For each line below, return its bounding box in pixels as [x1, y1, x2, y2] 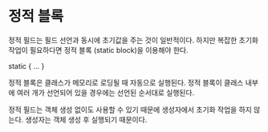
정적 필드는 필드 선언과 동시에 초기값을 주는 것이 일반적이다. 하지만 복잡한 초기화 [8, 35, 259, 45]
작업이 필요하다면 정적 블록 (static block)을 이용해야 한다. [8, 45, 189, 54]
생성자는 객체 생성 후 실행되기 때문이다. [25, 114, 148, 124]
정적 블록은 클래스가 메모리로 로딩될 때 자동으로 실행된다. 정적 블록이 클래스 [8, 78, 244, 87]
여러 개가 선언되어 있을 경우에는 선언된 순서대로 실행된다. [16, 87, 195, 97]
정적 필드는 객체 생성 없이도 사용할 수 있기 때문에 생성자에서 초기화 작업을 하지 [8, 105, 253, 114]
